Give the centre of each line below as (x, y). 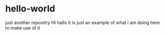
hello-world (30, 9)
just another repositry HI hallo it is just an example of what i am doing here (83, 22)
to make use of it (23, 27)
